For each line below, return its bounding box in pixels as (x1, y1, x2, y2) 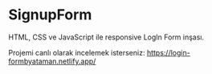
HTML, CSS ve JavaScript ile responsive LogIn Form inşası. (8, 32, 205, 42)
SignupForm (8, 6, 92, 24)
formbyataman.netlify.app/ (8, 56, 96, 66)
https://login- (146, 47, 190, 57)
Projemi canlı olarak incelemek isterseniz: (8, 47, 145, 57)
